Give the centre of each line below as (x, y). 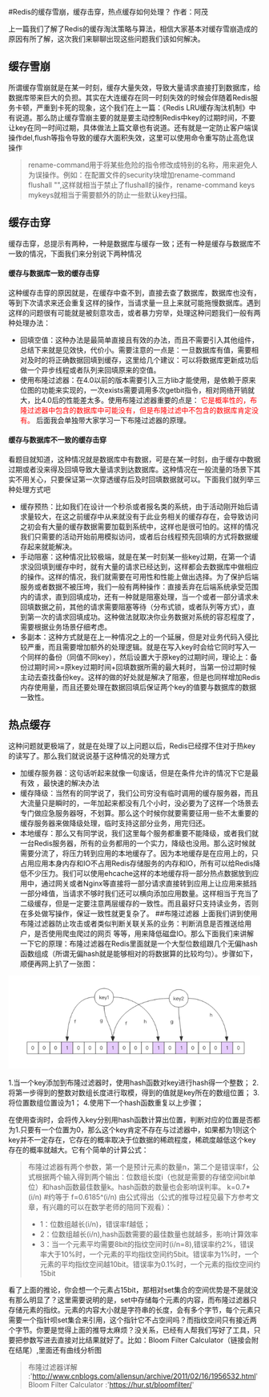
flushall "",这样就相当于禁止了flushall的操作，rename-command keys (141, 185)
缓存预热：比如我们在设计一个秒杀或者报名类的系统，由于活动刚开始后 (136, 507)
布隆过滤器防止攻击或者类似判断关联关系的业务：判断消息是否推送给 (132, 923)
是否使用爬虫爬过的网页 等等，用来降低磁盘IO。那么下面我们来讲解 (144, 933)
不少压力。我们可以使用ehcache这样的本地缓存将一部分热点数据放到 (139, 873)
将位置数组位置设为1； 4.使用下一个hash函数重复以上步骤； (106, 1102)
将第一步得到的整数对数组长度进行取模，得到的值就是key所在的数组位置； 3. (134, 1092)
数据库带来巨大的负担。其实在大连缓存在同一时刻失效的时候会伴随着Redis (130, 97)
